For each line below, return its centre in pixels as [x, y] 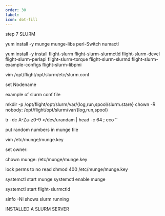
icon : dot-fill [22, 19]
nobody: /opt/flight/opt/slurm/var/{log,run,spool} [57, 110]
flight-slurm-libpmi [62, 65]
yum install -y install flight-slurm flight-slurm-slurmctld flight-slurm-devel [83, 54]
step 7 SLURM [20, 34]
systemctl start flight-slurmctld [38, 189]
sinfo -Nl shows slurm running [37, 199]
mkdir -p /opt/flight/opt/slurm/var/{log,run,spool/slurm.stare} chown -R [80, 104]
